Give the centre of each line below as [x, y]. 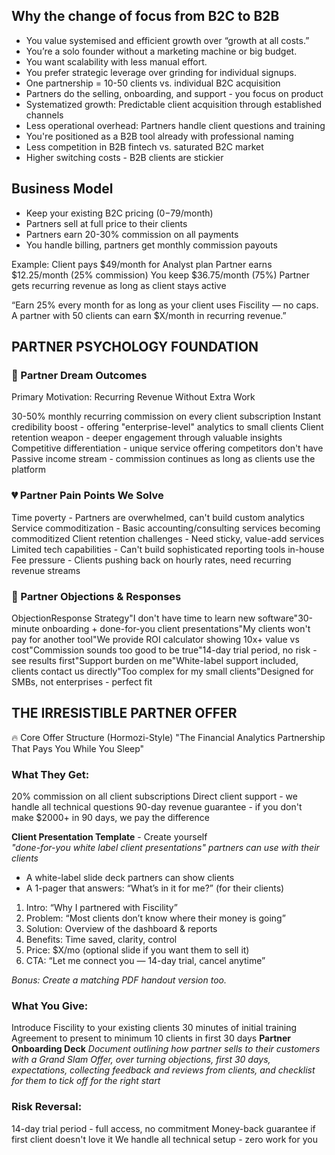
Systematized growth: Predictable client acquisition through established [174, 104]
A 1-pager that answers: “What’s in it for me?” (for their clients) [155, 888]
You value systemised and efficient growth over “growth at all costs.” [167, 40]
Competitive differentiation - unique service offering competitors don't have [167, 448]
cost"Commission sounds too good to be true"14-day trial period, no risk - [164, 650]
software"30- [285, 618]
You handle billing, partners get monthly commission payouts [151, 245]
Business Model [62, 189]
